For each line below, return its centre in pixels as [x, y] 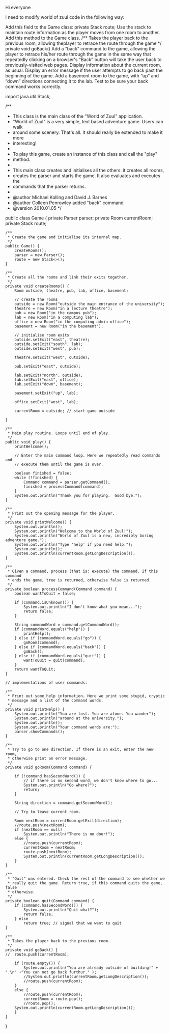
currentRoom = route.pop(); [53, 999]
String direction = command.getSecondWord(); [64, 803]
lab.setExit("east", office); [47, 380]
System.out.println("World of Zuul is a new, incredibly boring [84, 536]
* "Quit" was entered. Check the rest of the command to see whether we [86, 879]
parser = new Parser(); [40, 255]
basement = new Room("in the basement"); [59, 326]
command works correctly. [34, 87]
